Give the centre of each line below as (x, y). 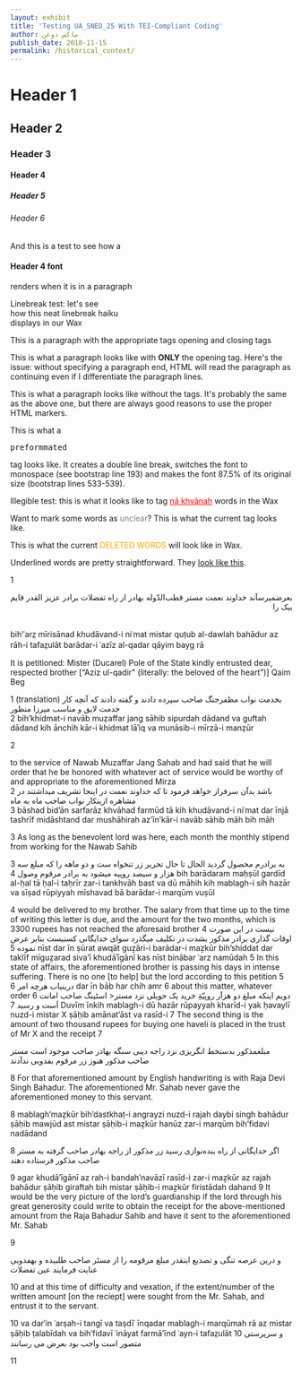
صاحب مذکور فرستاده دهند (55, 1160)
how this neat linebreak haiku (64, 313)
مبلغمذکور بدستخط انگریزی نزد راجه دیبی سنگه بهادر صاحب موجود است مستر (141, 1051)
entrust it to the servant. (55, 1306)
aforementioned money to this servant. (82, 1097)
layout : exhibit (40, 17)
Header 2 (37, 128)
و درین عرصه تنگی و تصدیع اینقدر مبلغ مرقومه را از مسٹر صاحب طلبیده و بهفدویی (146, 1260)
